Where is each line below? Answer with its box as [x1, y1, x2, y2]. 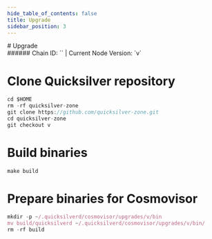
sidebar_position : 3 [7, 23, 67, 30]
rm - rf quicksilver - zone [7, 103, 79, 110]
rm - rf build [7, 227, 45, 233]
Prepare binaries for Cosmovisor [7, 191, 198, 207]
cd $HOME [7, 96, 32, 103]
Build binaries [7, 145, 88, 160]
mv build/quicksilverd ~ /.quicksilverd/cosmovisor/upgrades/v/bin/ [7, 220, 206, 227]
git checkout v [7, 121, 51, 128]
